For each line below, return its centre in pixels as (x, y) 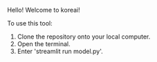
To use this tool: (30, 23)
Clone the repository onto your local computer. (84, 37)
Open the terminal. (44, 44)
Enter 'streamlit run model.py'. (60, 51)
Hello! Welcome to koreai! (44, 10)
